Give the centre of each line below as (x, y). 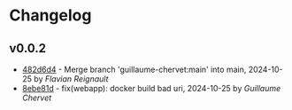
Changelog (50, 16)
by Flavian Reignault (71, 79)
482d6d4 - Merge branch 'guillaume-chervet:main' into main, (134, 69)
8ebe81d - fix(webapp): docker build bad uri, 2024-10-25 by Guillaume (151, 88)
